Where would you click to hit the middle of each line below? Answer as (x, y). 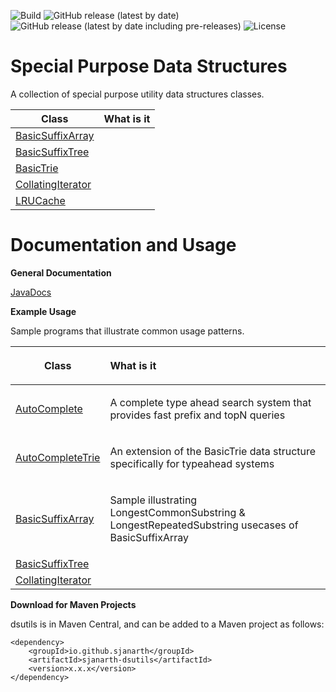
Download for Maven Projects (73, 604)
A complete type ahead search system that (210, 402)
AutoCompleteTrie (58, 457)
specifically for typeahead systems (192, 463)
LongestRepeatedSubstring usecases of (204, 525)
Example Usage (43, 311)
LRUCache (40, 200)
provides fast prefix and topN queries (197, 415)
